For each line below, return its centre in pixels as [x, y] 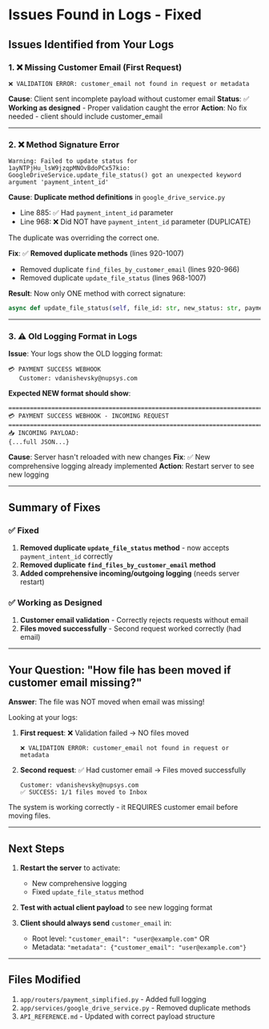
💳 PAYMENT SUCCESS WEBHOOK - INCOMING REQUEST [89, 416]
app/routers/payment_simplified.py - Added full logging [113, 999]
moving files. [29, 815]
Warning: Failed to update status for [73, 161]
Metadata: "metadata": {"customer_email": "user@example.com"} [139, 947]
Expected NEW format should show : [70, 393]
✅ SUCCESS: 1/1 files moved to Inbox [84, 792]
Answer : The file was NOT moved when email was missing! [106, 702]
